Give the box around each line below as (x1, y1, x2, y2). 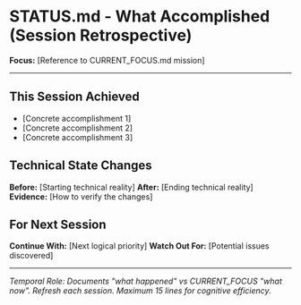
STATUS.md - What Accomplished (9, 6, 271, 27)
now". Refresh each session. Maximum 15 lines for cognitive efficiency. (9, 285, 271, 296)
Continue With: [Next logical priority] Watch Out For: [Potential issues (9, 241, 271, 251)
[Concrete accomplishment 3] (21, 131, 133, 142)
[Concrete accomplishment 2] (21, 123, 133, 133)
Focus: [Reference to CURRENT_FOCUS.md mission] (9, 55, 205, 65)
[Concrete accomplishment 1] (21, 113, 132, 123)
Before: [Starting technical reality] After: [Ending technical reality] (9, 182, 254, 192)
